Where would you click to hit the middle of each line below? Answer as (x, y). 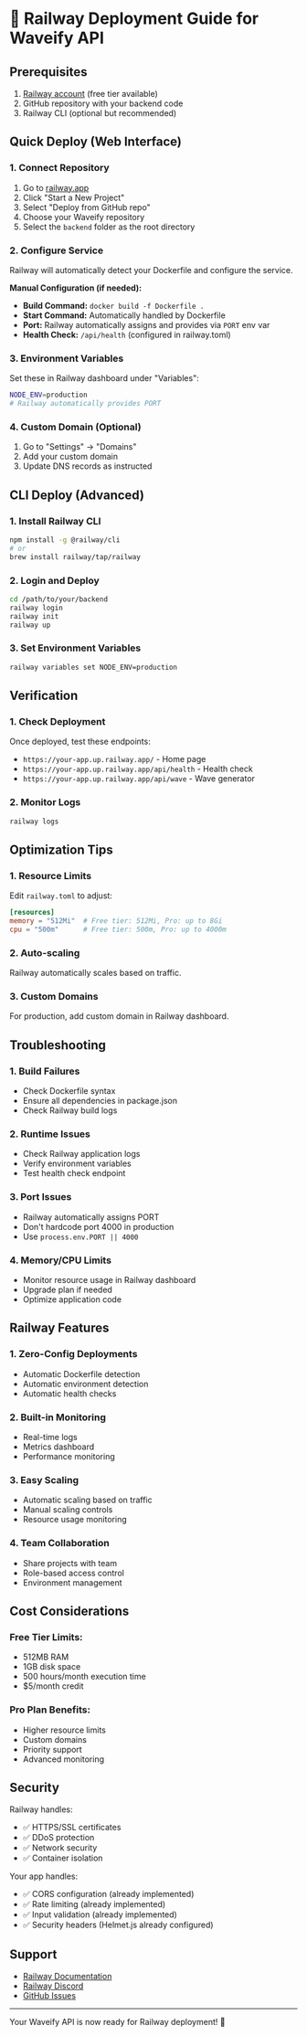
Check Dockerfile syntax (69, 1091)
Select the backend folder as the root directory (109, 227)
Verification (44, 695)
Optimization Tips (61, 849)
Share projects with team (69, 1563)
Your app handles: (44, 1876)
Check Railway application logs (81, 1154)
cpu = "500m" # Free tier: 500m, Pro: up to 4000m (118, 929)
